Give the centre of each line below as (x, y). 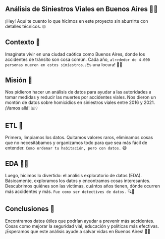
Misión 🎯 (19, 80)
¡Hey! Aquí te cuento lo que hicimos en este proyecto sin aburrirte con (77, 21)
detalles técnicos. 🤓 (26, 26)
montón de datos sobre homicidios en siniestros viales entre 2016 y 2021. (80, 102)
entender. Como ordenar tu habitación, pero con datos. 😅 (66, 148)
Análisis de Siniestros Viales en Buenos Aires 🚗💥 (82, 9)
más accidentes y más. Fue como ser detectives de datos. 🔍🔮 (70, 191)
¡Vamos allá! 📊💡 (22, 108)
